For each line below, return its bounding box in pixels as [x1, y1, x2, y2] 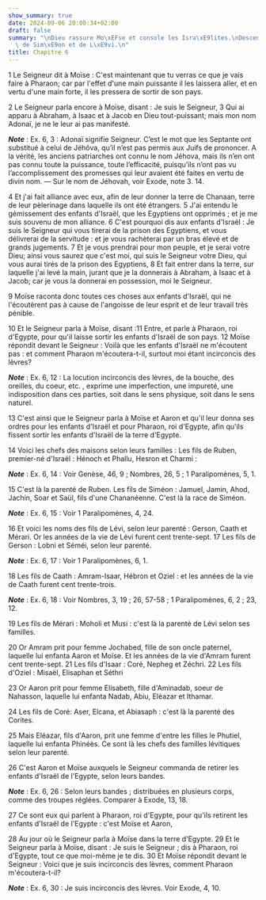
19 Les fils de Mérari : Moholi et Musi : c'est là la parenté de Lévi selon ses [8, 619, 251, 628]
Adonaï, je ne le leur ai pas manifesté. [8, 120, 131, 128]
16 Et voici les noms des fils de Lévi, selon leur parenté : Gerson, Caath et [8, 524, 248, 533]
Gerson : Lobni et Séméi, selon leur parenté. [8, 540, 152, 550]
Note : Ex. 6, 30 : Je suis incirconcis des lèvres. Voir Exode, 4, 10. [8, 883, 222, 892]
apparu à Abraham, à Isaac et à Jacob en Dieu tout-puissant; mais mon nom [8, 111, 256, 120]
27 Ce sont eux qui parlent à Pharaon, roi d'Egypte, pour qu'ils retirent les [8, 810, 248, 820]
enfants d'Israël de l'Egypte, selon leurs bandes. [8, 772, 166, 780]
